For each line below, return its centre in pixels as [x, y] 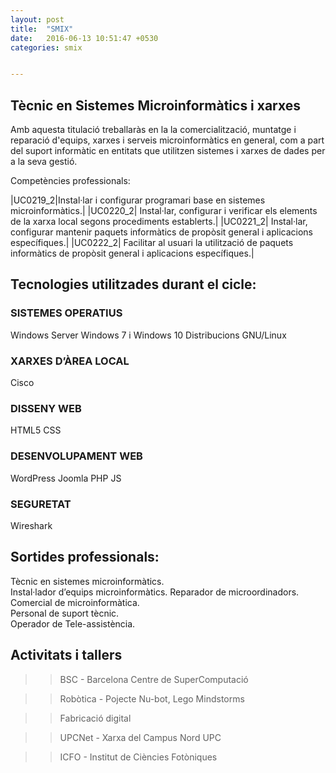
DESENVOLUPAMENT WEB [76, 456]
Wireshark [31, 525]
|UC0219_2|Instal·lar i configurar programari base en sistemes [138, 200]
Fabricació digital [95, 718]
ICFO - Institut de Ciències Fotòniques [138, 757]
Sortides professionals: [85, 557]
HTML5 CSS [36, 430]
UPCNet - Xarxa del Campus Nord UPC [140, 737]
